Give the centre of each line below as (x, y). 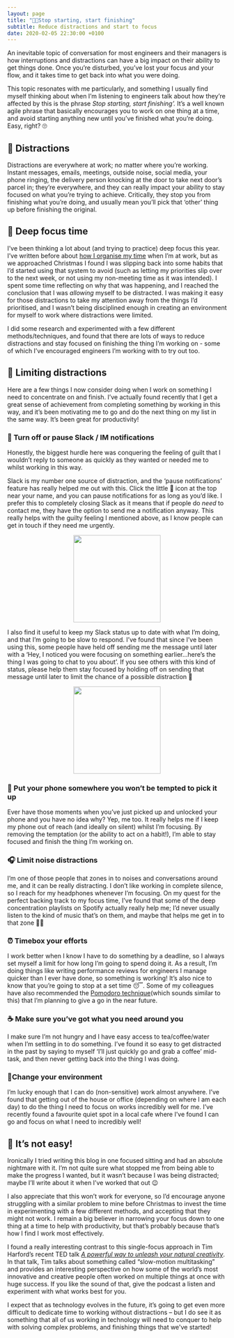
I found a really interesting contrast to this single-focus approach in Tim (110, 1247)
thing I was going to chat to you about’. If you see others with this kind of (111, 662)
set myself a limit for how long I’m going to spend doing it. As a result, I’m (112, 963)
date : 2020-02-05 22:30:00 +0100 (56, 33)
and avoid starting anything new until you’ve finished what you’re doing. (110, 119)
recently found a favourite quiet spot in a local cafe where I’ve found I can (113, 1115)
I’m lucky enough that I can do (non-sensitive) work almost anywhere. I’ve (113, 1092)
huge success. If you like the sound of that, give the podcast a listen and (111, 1284)
